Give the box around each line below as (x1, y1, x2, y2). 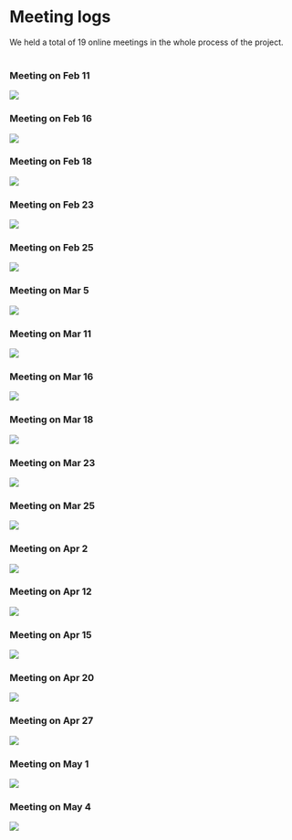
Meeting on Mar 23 (9, 456, 96, 469)
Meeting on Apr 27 (9, 715, 94, 728)
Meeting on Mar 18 (9, 413, 94, 426)
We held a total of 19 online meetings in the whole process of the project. (9, 37, 285, 48)
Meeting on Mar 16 (9, 370, 94, 383)
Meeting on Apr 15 (9, 628, 92, 641)
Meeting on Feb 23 (9, 198, 94, 211)
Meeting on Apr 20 (9, 672, 95, 685)
